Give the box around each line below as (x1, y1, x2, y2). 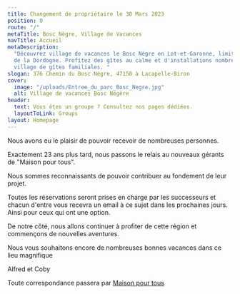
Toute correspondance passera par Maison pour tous (7, 278, 164, 287)
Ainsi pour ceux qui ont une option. (7, 208, 111, 216)
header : (7, 97, 31, 104)
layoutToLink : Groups (14, 110, 79, 117)
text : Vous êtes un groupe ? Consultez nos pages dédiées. (14, 103, 194, 111)
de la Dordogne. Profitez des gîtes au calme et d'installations (14, 57, 213, 64)
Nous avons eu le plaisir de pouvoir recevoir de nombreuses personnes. (7, 136, 219, 145)
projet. (7, 179, 27, 188)
